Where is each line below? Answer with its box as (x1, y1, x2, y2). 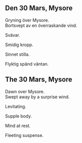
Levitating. (5, 103, 27, 109)
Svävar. (5, 32, 21, 38)
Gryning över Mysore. (5, 17, 49, 23)
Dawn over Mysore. (5, 88, 45, 94)
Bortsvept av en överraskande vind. (5, 22, 78, 28)
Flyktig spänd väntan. (5, 61, 49, 67)
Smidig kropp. (5, 42, 33, 48)
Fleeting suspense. (5, 132, 44, 138)
